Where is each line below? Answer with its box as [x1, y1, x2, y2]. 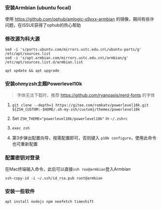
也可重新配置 [12, 141, 38, 146]
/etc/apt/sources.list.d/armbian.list [5, 60, 83, 64]
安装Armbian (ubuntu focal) [5, 4, 72, 11]
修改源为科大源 [5, 35, 40, 42]
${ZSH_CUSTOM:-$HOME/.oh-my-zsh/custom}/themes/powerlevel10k [12, 107, 140, 112]
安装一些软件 [5, 188, 35, 195]
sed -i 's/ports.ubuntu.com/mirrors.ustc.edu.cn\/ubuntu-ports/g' [5, 47, 142, 52]
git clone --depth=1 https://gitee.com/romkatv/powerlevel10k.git [12, 103, 149, 108]
